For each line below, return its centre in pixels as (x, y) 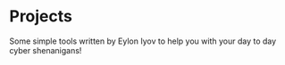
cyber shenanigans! (46, 50)
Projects (41, 16)
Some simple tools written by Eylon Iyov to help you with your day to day (143, 41)
